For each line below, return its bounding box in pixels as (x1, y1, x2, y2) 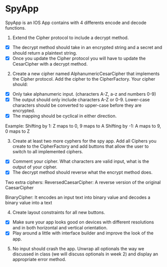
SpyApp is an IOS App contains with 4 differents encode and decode (5, 20, 146, 26)
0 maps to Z (5, 128, 30, 134)
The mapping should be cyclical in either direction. (12, 113, 117, 119)
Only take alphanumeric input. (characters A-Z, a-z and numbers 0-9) (12, 91, 156, 97)
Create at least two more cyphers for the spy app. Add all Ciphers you (12, 138, 156, 144)
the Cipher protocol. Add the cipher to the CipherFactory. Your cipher (12, 76, 155, 82)
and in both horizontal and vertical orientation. (12, 225, 108, 231)
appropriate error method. (12, 256, 66, 262)
